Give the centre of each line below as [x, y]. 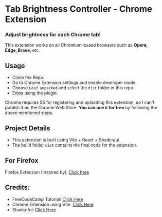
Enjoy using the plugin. [35, 93]
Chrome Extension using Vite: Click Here [53, 204]
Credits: [18, 187]
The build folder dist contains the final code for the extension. [75, 145]
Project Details [28, 128]
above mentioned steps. [29, 113]
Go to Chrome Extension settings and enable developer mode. [74, 83]
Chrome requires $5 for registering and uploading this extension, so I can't [80, 102]
